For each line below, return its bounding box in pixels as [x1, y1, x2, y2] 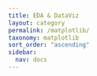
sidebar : [8, 48, 37, 56]
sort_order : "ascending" [8, 41, 90, 49]
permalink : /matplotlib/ [8, 26, 90, 34]
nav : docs [15, 56, 47, 64]
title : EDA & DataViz [8, 11, 80, 20]
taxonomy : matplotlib [8, 33, 80, 42]
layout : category [8, 19, 65, 27]
